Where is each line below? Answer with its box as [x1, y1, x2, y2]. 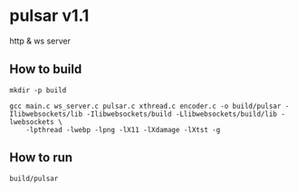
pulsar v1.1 [9, 5, 90, 26]
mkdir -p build [9, 85, 67, 95]
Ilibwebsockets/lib [9, 110, 83, 119]
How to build [9, 62, 82, 77]
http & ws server [9, 35, 71, 46]
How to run [9, 150, 73, 166]
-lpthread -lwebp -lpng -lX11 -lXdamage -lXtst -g [25, 125, 221, 134]
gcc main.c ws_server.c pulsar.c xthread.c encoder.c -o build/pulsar [9, 101, 282, 110]
